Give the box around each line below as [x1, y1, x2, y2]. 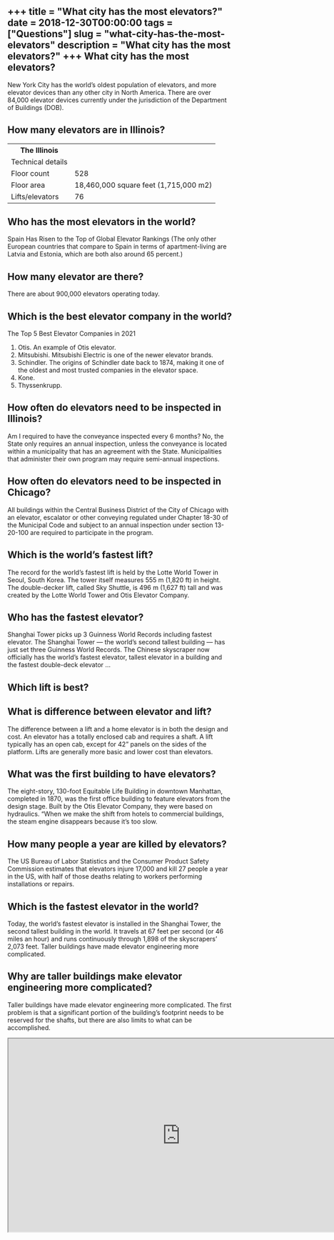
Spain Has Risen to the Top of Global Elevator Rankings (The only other [7, 235, 217, 244]
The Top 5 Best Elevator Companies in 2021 [7, 329, 136, 338]
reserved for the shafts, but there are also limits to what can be [7, 1016, 193, 1024]
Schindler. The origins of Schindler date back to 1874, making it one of [17, 359, 225, 367]
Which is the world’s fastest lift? [7, 549, 153, 561]
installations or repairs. [7, 880, 75, 889]
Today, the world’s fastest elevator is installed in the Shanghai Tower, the [7, 919, 221, 928]
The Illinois [20, 145, 59, 155]
